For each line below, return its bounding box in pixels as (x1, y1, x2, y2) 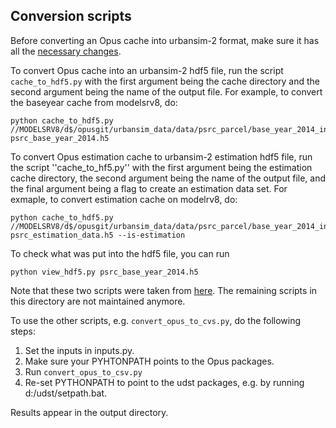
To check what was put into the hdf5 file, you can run (10, 247, 230, 259)
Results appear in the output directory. (10, 406, 169, 418)
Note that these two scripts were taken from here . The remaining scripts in (10, 284, 318, 296)
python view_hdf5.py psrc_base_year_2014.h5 (10, 267, 199, 277)
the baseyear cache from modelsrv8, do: (10, 96, 178, 108)
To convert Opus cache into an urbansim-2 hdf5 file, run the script (10, 64, 284, 76)
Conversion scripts (10, 8, 132, 25)
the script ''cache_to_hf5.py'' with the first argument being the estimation (10, 161, 313, 173)
